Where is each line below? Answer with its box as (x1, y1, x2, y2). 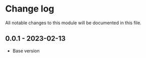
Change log (5, 3, 54, 15)
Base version (12, 47, 40, 53)
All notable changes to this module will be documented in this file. (5, 20, 142, 26)
